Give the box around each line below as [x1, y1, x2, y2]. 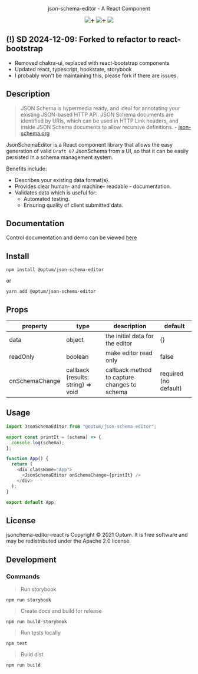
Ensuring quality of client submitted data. [23, 201, 124, 209]
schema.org [20, 130, 50, 137]
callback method [105, 366, 152, 374]
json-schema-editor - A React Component [48, 5, 150, 12]
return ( [11, 461, 33, 467]
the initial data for [105, 332, 154, 341]
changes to [105, 381, 137, 389]
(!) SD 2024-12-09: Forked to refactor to [6, 35, 156, 45]
